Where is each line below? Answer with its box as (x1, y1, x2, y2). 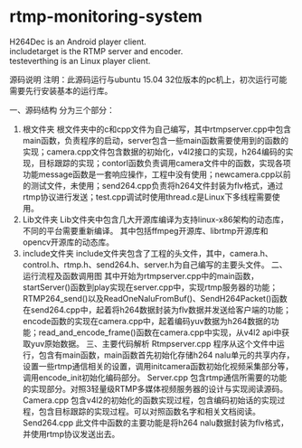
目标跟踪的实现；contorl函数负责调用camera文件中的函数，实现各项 (38, 157, 291, 168)
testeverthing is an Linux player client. (9, 55, 151, 66)
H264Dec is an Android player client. (9, 36, 146, 47)
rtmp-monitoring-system (9, 6, 203, 27)
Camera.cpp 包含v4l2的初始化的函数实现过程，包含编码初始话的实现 (22, 395, 278, 406)
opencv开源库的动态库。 (22, 237, 115, 247)
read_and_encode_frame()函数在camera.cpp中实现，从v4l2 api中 (38, 327, 282, 338)
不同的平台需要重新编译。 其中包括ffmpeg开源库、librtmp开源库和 (22, 225, 269, 236)
